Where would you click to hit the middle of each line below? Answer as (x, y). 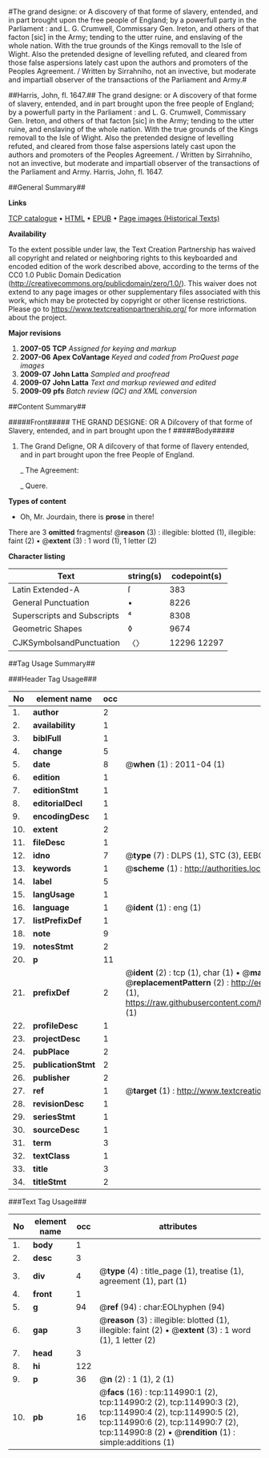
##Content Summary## (47, 407)
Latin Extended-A (46, 590)
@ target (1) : (150, 1091)
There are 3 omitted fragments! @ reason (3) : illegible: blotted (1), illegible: (132, 532)
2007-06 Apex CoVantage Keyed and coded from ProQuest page (129, 357)
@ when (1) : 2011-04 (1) (175, 764)
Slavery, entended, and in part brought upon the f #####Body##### (121, 431)
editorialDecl (58, 803)
